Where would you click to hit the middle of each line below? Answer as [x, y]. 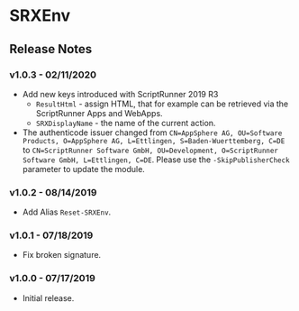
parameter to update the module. [84, 169]
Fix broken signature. [62, 255]
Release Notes [51, 49]
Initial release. [48, 297]
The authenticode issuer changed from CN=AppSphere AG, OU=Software [152, 133]
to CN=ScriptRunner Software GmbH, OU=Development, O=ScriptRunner [150, 150]
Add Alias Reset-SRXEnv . [67, 212]
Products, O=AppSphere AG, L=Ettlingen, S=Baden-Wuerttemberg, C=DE [154, 141]
